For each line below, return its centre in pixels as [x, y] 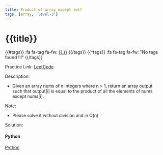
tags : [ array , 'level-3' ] [31, 14]
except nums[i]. [28, 96]
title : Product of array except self [44, 10]
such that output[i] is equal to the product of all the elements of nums [82, 91]
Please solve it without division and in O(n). [56, 116]
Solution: [14, 125]
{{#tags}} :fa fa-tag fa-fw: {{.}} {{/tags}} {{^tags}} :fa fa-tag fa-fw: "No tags [81, 52]
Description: [17, 76]
